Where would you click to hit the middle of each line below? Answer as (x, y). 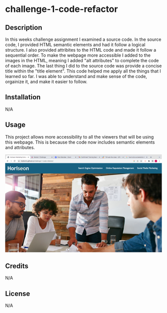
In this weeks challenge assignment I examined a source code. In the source (83, 39)
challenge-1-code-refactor (62, 9)
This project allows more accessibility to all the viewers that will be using (80, 137)
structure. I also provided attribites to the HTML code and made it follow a (81, 50)
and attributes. (20, 147)
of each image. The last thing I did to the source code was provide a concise (83, 66)
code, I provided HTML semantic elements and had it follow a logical (75, 45)
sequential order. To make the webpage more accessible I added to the (78, 55)
